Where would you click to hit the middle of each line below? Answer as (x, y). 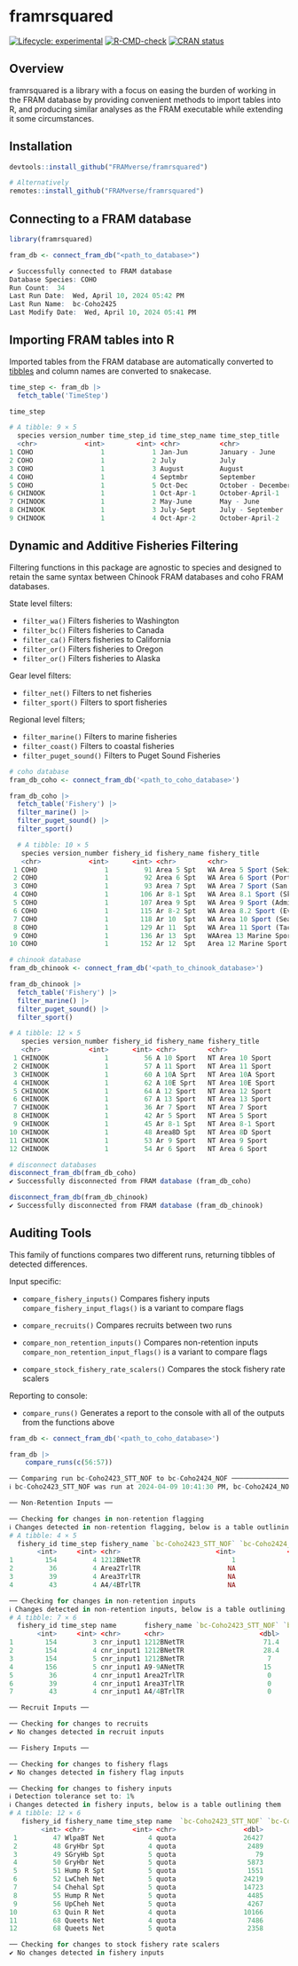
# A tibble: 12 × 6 (45, 1813)
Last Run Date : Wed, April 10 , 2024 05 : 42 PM (97, 296)
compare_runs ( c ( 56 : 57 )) (69, 1463)
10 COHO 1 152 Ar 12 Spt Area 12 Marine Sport (149, 944)
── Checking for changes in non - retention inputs (103, 1601)
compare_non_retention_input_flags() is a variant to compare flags (145, 1352)
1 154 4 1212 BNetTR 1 (123, 1560)
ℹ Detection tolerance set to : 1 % (72, 1796)
